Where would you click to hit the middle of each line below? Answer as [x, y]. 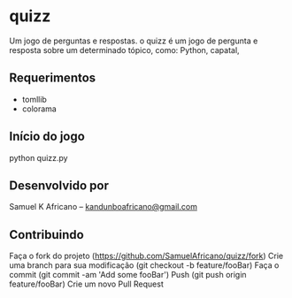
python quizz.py [38, 157]
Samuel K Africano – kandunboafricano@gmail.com [103, 207]
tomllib [34, 99]
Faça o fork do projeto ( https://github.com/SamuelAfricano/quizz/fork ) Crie [146, 256]
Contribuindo [46, 235]
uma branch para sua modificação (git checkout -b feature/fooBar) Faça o [144, 265]
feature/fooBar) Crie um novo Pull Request [86, 284]
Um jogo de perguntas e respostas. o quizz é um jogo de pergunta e [134, 41]
